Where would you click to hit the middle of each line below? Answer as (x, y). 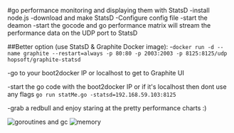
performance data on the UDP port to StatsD (73, 33)
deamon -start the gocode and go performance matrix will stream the (109, 25)
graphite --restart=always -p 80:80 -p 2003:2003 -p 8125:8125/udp (125, 53)
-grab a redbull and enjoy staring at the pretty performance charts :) (107, 108)
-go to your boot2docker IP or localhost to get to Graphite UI (96, 73)
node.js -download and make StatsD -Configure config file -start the (108, 18)
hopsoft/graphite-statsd (44, 60)
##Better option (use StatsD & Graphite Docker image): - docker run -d (111, 47)
